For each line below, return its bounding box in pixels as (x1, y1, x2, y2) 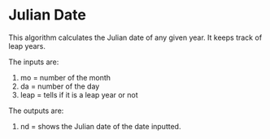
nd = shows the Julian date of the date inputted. (20, 121, 181, 131)
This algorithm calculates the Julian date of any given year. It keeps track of (8, 33, 263, 42)
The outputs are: (8, 106, 64, 115)
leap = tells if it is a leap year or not (20, 89, 138, 99)
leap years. (8, 41, 46, 50)
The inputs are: (8, 57, 59, 67)
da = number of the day (20, 81, 100, 91)
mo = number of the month (20, 72, 111, 82)
